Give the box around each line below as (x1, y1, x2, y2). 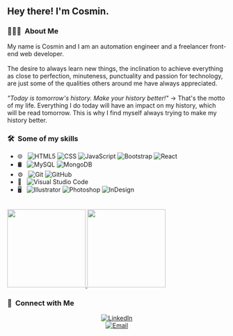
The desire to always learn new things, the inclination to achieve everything (7, 64, 224, 72)
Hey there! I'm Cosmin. (7, 6, 109, 17)
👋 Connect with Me (7, 298, 74, 308)
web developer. (19, 49, 64, 58)
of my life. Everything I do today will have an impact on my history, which (7, 101, 216, 110)
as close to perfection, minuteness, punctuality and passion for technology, (7, 72, 223, 80)
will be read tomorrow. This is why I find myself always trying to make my (7, 108, 217, 117)
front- (209, 42, 227, 51)
